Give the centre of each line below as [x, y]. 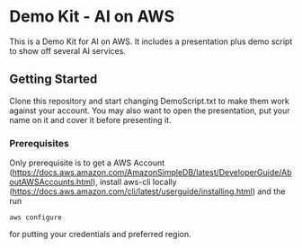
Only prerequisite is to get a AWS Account [87, 163]
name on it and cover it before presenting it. [91, 120]
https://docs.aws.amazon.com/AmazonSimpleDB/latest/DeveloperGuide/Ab [152, 173]
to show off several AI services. [67, 50]
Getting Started [53, 80]
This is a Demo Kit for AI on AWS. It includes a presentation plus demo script [151, 41]
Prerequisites [39, 143]
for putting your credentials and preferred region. [100, 235]
